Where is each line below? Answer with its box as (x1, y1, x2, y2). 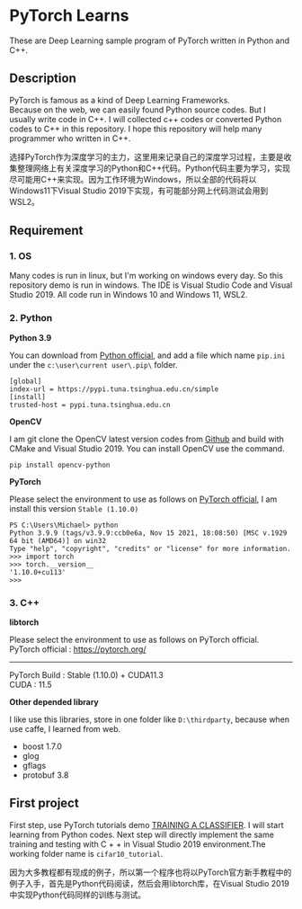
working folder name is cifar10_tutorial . (9, 848, 164, 859)
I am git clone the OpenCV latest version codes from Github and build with (9, 433, 285, 444)
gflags (22, 761, 47, 771)
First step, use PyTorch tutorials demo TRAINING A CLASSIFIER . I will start (9, 819, 284, 830)
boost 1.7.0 (22, 741, 63, 752)
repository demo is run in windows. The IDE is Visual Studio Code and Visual (9, 280, 293, 290)
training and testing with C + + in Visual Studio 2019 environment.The (9, 838, 267, 850)
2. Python (9, 312, 53, 325)
